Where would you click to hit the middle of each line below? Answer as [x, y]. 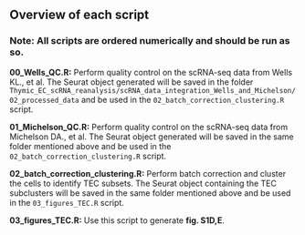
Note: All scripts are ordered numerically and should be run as [150, 41]
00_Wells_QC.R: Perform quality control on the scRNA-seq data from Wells [151, 72]
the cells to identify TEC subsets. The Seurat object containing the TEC [143, 183]
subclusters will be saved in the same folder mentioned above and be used [150, 193]
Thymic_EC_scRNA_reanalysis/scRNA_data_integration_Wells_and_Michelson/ [153, 90]
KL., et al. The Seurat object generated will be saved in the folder [131, 82]
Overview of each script [79, 15]
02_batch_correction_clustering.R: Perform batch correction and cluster [147, 173]
